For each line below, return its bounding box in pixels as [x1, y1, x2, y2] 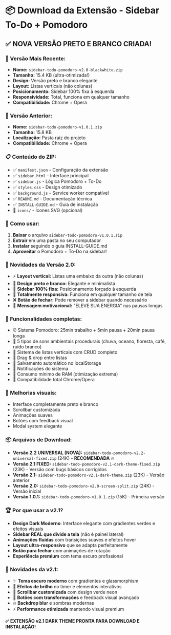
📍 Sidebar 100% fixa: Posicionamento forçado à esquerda [12, 286, 137, 292]
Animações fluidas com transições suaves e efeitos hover [12, 537, 137, 543]
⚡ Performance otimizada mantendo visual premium [12, 606, 124, 612]
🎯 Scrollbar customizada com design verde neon [12, 589, 118, 595]
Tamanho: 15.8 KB [12, 129, 52, 136]
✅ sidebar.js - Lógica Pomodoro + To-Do [12, 178, 102, 184]
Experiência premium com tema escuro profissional [12, 553, 123, 559]
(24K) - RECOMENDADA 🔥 [57, 455, 115, 461]
